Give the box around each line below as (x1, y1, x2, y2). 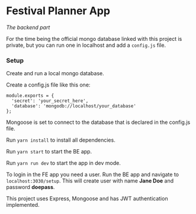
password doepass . (6, 184, 55, 191)
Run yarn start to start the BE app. (6, 148, 92, 155)
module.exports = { (6, 93, 54, 99)
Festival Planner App (6, 4, 111, 18)
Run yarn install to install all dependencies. (6, 136, 115, 143)
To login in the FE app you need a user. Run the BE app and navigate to (6, 171, 179, 178)
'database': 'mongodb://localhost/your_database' (11, 103, 136, 109)
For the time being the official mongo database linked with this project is (6, 35, 182, 42)
